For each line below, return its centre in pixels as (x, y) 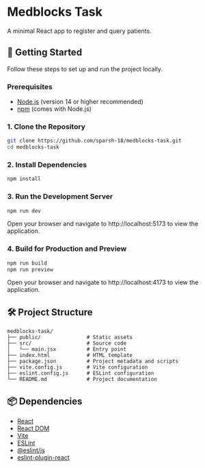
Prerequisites (30, 86)
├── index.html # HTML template (70, 356)
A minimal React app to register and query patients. (79, 31)
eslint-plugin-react (43, 458)
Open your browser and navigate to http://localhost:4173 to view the (103, 282)
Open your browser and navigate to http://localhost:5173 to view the (103, 224)
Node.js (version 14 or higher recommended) (80, 102)
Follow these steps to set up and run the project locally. (85, 69)
